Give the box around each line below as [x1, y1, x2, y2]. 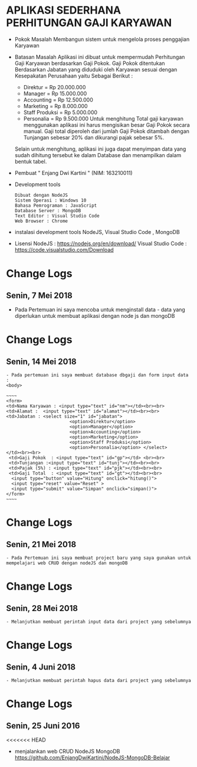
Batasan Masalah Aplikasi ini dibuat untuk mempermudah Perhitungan [14, 53, 185, 60]
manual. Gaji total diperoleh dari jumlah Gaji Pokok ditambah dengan [23, 128, 190, 135]
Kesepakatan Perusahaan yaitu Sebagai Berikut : [14, 72, 133, 79]
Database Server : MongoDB [14, 207, 81, 213]
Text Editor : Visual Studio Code [14, 213, 100, 219]
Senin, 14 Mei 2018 [6, 356, 77, 366]
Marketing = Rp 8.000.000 [23, 102, 88, 109]
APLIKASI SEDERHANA [6, 4, 122, 17]
